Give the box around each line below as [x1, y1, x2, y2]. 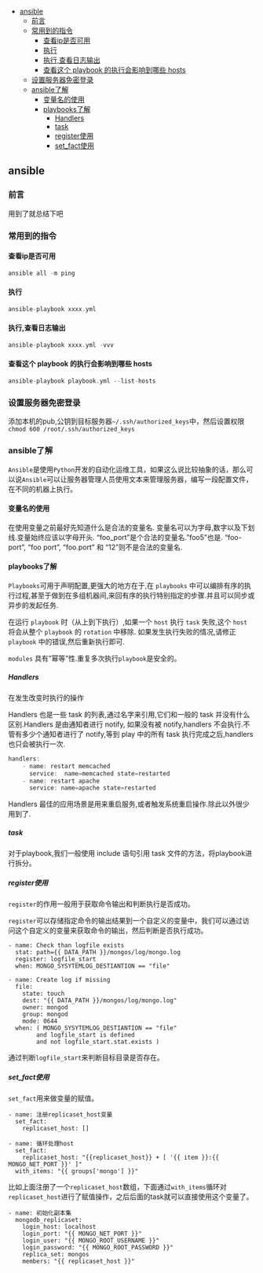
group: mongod [22, 1011, 68, 1019]
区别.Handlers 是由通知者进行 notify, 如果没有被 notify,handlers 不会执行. [8, 720, 243, 729]
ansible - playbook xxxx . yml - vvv [8, 341, 114, 349]
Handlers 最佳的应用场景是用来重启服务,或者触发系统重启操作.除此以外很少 [8, 799, 250, 809]
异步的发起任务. [8, 600, 59, 609]
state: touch [22, 990, 65, 998]
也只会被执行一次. [8, 739, 66, 749]
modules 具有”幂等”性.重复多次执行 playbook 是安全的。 [8, 653, 181, 663]
